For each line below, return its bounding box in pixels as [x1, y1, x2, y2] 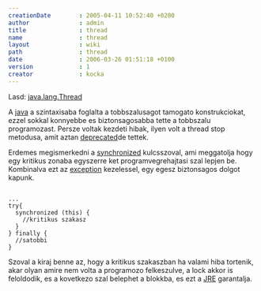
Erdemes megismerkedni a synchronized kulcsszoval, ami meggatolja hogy [8, 147, 253, 157]
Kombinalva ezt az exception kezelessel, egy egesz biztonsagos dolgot [8, 164, 240, 173]
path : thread [8, 48, 108, 56]
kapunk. [8, 173, 35, 182]
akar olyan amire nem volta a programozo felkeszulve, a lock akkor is [8, 265, 233, 274]
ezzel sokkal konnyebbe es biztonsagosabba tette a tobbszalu [8, 115, 211, 125]
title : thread [8, 26, 108, 34]
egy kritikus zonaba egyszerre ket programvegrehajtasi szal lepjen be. [8, 155, 237, 166]
